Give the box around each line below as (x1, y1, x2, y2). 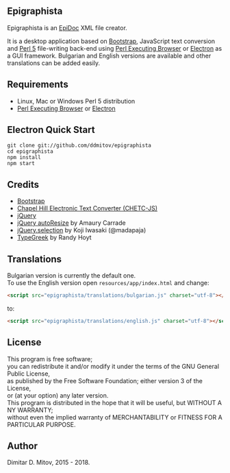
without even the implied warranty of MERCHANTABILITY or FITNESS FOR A (7, 413, 222, 421)
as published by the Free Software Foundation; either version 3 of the (7, 376, 203, 385)
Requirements (7, 79, 68, 90)
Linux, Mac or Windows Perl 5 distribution (16, 97, 136, 105)
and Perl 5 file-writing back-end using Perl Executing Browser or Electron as (7, 44, 222, 52)
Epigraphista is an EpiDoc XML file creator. (7, 23, 128, 32)
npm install (7, 154, 41, 161)
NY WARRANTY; (7, 406, 53, 414)
